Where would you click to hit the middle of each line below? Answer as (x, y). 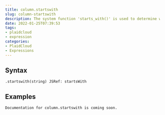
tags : (11, 28)
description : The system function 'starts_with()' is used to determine (81, 19)
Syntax (16, 70)
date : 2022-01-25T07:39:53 (33, 23)
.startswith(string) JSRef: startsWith (46, 82)
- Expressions (20, 50)
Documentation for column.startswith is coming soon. (61, 108)
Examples (20, 97)
